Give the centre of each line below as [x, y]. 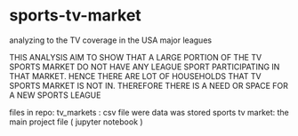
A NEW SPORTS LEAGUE [55, 95]
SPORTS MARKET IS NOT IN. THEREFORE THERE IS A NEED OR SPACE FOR [149, 85]
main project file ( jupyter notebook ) [77, 122]
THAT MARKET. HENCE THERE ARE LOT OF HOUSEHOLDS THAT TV [135, 76]
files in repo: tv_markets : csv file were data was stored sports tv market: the [149, 112]
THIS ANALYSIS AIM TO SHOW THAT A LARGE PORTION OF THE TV [136, 57]
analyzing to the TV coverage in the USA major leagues [110, 40]
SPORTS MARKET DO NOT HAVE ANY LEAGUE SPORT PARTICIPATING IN [145, 67]
